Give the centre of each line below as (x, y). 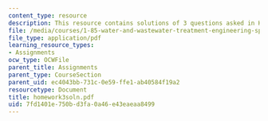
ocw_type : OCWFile (39, 60)
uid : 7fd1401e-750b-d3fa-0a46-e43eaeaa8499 (82, 104)
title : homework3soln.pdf (51, 97)
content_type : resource (48, 16)
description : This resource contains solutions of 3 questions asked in (132, 23)
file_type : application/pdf (55, 38)
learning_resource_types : (51, 45)
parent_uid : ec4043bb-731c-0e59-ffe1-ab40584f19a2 (94, 82)
